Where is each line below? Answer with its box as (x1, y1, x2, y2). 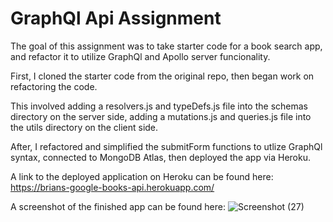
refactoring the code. (10, 80, 98, 92)
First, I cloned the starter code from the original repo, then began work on (10, 70, 315, 82)
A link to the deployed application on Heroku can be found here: (10, 170, 274, 182)
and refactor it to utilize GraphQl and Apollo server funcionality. (10, 50, 271, 62)
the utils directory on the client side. (10, 121, 159, 133)
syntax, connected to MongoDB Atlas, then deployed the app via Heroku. (10, 151, 311, 163)
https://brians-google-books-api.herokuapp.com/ (10, 181, 215, 193)
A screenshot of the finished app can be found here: (10, 200, 226, 212)
